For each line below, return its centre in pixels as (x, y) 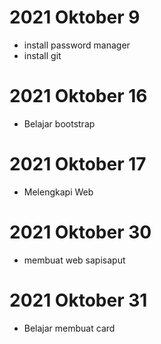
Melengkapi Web (58, 192)
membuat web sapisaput (74, 260)
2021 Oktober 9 (75, 17)
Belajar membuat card (69, 328)
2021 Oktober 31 (78, 300)
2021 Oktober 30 (80, 232)
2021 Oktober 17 (78, 164)
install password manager (77, 45)
